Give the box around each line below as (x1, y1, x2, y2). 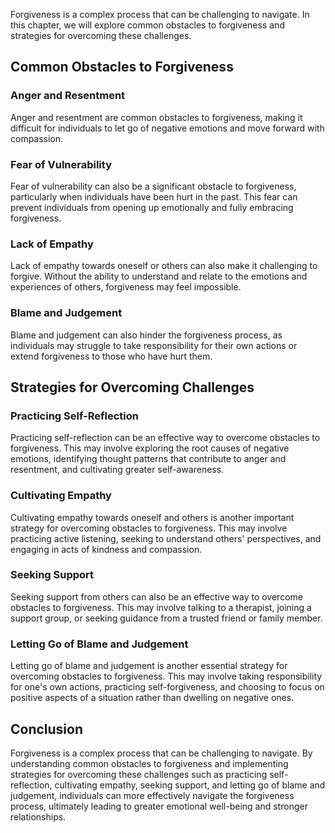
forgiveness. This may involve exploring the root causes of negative (10, 442, 290, 454)
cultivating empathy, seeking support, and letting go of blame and (54, 779, 326, 791)
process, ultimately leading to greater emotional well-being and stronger (10, 800, 308, 812)
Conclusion (10, 720, 84, 738)
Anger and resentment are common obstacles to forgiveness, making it (10, 111, 303, 123)
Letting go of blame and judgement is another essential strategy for (10, 660, 288, 672)
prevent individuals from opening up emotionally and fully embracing (10, 201, 294, 213)
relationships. (10, 810, 67, 823)
